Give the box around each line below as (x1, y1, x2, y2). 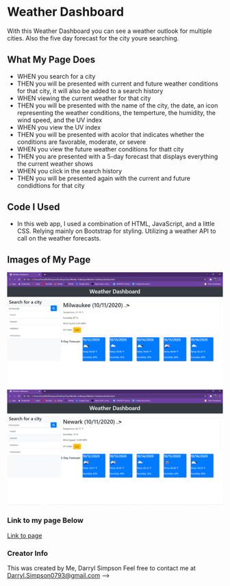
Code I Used (7, 202, 60, 213)
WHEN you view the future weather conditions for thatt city (16, 145, 184, 153)
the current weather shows (16, 159, 94, 168)
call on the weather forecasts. (16, 234, 101, 242)
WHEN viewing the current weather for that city (16, 94, 151, 102)
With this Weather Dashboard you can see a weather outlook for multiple (7, 27, 212, 35)
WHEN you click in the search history (16, 167, 123, 175)
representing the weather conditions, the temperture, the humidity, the (16, 108, 216, 117)
